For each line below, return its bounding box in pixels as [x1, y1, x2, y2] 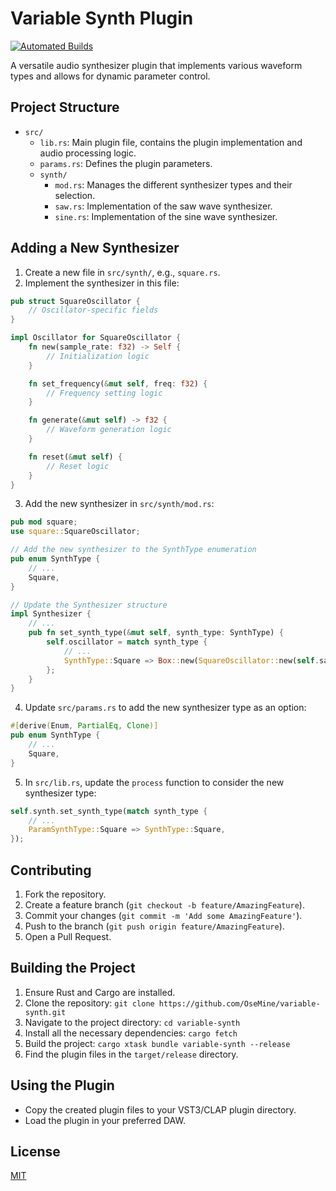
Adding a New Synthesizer [10, 240, 180, 257]
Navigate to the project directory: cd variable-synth [24, 1016, 241, 1028]
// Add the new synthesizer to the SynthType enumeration [10, 545, 257, 555]
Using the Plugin [10, 1077, 115, 1094]
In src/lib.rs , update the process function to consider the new [24, 776, 285, 788]
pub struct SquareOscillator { [10, 296, 141, 306]
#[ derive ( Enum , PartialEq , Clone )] [10, 721, 159, 731]
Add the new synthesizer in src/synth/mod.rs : [24, 498, 215, 510]
